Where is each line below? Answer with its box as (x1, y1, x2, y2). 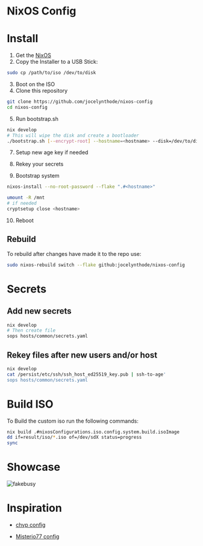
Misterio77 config (15, 533, 60, 540)
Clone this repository (15, 87, 68, 94)
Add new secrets (7, 306, 72, 317)
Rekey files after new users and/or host (7, 350, 158, 360)
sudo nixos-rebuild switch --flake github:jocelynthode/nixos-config (7, 262, 186, 268)
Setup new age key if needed (15, 149, 89, 156)
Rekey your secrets (15, 161, 64, 168)
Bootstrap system (15, 172, 60, 179)
